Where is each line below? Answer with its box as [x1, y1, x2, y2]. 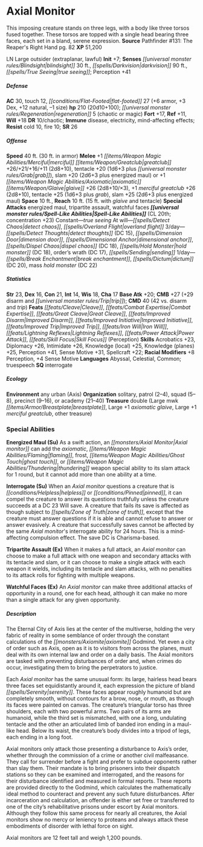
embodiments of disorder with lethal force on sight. [6, 822, 134, 830]
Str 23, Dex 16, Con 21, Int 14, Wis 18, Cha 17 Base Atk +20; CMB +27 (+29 [6, 291, 193, 298]
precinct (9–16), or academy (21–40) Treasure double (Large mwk [14, 397, 179, 404]
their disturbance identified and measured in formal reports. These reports [6, 777, 192, 785]
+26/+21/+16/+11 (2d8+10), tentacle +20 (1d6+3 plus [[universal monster [6, 165, 187, 172]
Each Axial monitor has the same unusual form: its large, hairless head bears [6, 676, 197, 683]
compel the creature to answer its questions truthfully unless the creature [6, 495, 189, 503]
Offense [6, 137, 27, 144]
